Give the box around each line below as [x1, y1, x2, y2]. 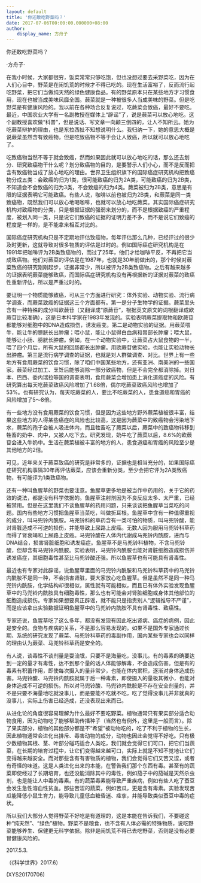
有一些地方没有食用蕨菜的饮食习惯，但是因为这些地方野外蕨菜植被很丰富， [6, 409, 190, 416]
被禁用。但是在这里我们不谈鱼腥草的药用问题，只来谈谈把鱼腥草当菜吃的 [6, 502, 184, 509]
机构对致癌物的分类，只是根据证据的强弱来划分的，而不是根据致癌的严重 [6, 206, 184, 213]
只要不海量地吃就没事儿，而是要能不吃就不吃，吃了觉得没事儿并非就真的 [16, 690, 195, 697]
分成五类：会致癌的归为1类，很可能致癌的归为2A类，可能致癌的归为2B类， [11, 176, 195, 183]
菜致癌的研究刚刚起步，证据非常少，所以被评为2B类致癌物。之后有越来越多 [6, 264, 191, 271]
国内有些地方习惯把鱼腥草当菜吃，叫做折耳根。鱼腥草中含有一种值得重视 [16, 509, 195, 517]
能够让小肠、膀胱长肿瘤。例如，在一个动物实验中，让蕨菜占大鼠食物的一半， [6, 336, 195, 344]
